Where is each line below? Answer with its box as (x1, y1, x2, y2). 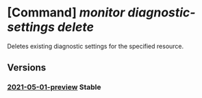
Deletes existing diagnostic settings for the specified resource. (7, 42, 184, 50)
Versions (7, 62, 47, 73)
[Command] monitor (7, 5, 125, 21)
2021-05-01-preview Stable (7, 82, 101, 92)
